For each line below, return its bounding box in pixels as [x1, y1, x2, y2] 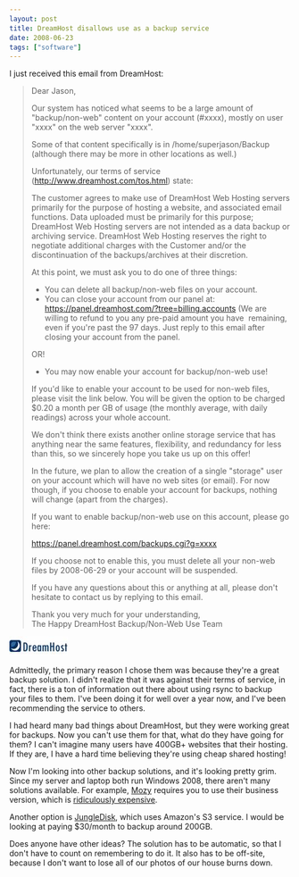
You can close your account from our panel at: [44, 294, 216, 305]
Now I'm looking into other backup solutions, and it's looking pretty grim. [9, 766, 277, 777]
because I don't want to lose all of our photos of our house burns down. [9, 857, 273, 868]
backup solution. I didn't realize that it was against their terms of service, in [9, 674, 286, 685]
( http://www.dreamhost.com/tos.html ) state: [30, 175, 194, 187]
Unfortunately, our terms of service [30, 166, 161, 177]
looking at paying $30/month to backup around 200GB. [9, 822, 213, 832]
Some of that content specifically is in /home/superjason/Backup [30, 139, 270, 150]
